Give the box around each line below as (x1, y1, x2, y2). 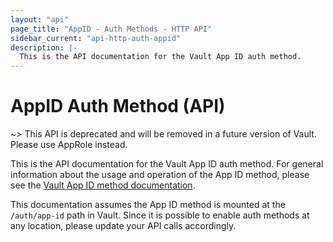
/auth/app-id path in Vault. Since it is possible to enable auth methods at (10, 209, 310, 221)
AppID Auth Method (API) (10, 95, 226, 118)
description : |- (10, 42, 78, 53)
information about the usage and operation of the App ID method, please (10, 169, 310, 181)
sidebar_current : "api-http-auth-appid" (10, 33, 182, 43)
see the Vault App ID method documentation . (10, 179, 196, 191)
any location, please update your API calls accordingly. (10, 220, 237, 232)
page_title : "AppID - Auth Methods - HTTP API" (10, 24, 213, 34)
